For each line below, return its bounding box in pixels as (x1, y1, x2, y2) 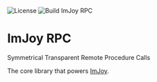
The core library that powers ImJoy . (7, 66, 110, 75)
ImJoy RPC (7, 31, 72, 46)
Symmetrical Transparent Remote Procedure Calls (7, 53, 151, 61)
